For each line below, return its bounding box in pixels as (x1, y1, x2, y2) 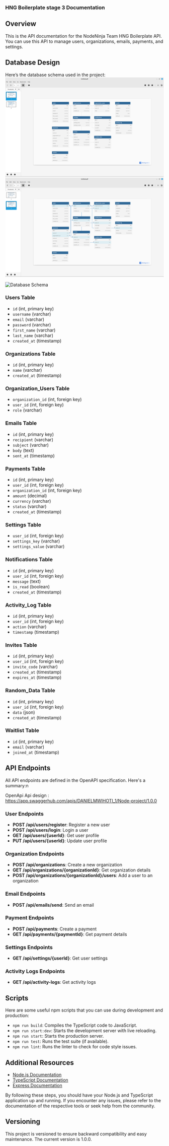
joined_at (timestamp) (12, 749, 59, 755)
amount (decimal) (12, 493, 47, 499)
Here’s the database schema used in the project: (5, 72, 106, 78)
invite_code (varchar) (12, 664, 58, 670)
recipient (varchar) (12, 436, 54, 442)
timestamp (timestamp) (12, 629, 59, 635)
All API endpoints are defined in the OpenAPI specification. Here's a (5, 777, 146, 783)
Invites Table (5, 641, 38, 648)
